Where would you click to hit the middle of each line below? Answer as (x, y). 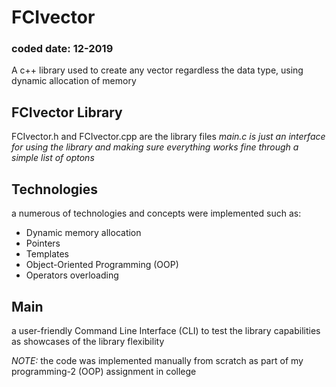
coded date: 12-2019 (62, 49)
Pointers (43, 243)
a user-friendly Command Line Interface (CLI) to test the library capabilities (166, 330)
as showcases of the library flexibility (88, 341)
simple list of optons (53, 158)
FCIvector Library (67, 112)
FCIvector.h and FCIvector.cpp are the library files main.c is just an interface (168, 137)
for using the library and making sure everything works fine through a (155, 147)
